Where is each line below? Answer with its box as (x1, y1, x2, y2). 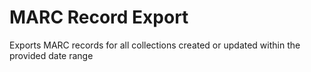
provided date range (9, 49, 94, 61)
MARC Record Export (9, 6, 189, 29)
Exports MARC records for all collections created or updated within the (9, 39, 301, 51)
